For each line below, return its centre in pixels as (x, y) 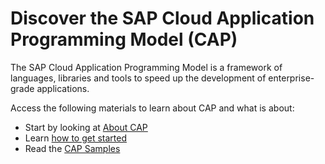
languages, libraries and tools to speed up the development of (138, 78)
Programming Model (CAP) (124, 39)
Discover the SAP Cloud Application (162, 18)
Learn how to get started (75, 138)
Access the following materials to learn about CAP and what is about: (152, 108)
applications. (63, 88)
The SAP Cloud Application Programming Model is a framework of (146, 67)
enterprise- (291, 78)
